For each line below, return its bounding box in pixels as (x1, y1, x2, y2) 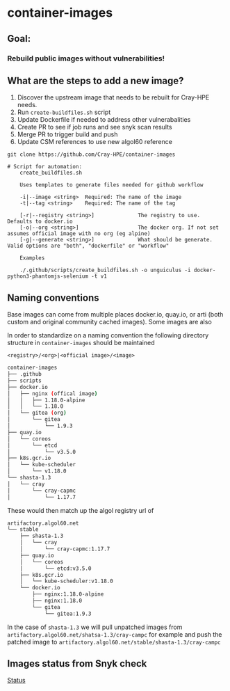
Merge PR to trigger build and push (17, 130, 118, 138)
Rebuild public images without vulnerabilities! (7, 54, 165, 63)
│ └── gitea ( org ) (7, 409, 67, 417)
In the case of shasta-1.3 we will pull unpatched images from (7, 623, 183, 631)
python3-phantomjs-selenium (7, 273, 89, 280)
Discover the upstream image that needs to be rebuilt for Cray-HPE (17, 93, 210, 102)
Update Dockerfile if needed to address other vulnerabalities (17, 116, 191, 124)
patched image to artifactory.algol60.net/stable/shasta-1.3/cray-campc (7, 637, 221, 646)
